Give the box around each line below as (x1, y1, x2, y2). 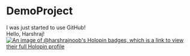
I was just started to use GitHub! (6, 24, 86, 31)
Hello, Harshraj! (6, 30, 45, 37)
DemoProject (6, 4, 73, 18)
